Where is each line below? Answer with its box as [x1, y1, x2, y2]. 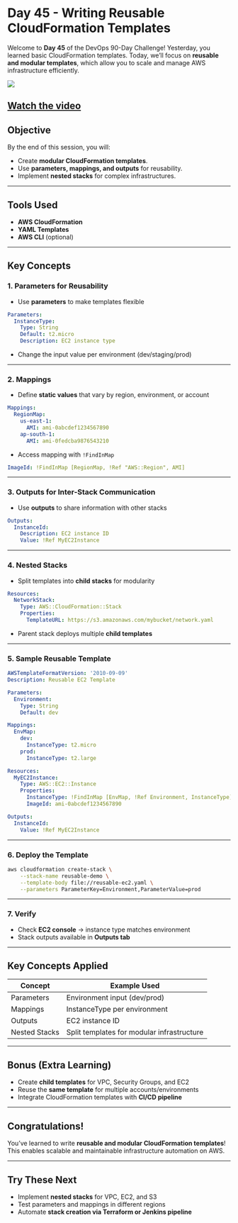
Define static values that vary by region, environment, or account [17, 391, 210, 399]
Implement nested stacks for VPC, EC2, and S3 [17, 1193, 157, 1201]
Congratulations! [7, 1120, 84, 1132]
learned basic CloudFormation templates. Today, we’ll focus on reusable [7, 51, 219, 60]
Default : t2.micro [20, 331, 74, 338]
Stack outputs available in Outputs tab [17, 932, 130, 941]
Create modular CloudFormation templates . [17, 157, 148, 165]
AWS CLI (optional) [17, 233, 74, 241]
